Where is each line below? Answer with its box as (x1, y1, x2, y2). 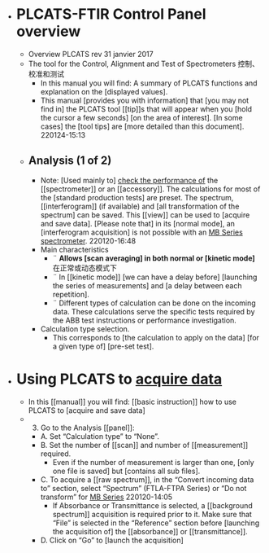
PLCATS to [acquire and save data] (28, 405, 145, 415)
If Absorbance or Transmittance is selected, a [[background (52, 500, 254, 510)
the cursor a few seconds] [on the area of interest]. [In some (40, 112, 243, 122)
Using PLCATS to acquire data (15, 370, 223, 388)
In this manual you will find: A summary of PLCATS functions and (40, 78, 258, 88)
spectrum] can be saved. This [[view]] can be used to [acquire (40, 209, 250, 220)
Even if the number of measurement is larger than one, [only (52, 457, 254, 467)
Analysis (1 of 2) (28, 154, 112, 168)
